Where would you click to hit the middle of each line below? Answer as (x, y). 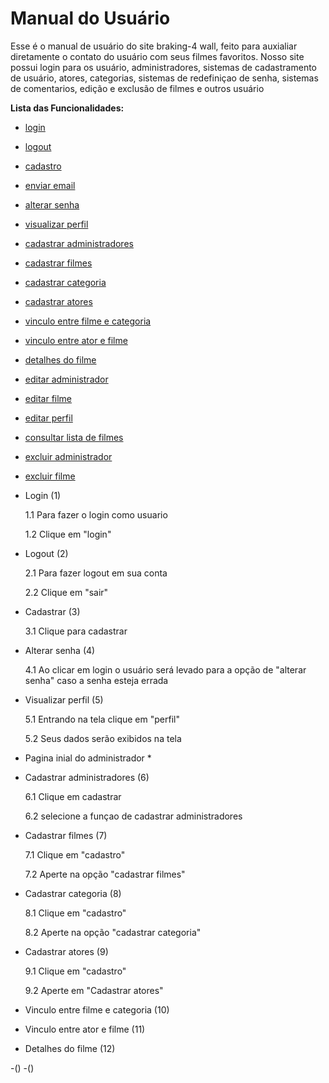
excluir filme (50, 476)
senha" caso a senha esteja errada (96, 680)
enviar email (50, 185)
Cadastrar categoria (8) (73, 893)
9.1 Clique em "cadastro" (75, 971)
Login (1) (43, 495)
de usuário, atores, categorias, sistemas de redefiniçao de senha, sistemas (164, 78)
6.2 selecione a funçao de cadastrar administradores (133, 816)
